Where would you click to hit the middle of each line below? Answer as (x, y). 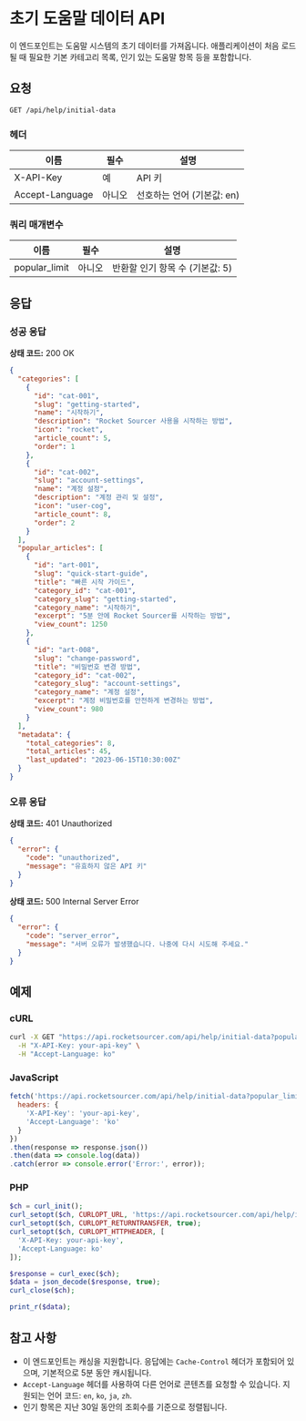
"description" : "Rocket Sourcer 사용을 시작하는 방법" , (133, 421)
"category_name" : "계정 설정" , (89, 692)
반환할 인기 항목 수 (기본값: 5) (172, 268)
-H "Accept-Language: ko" (67, 1054)
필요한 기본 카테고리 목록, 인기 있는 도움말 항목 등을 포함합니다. (140, 56)
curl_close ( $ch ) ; (42, 1291)
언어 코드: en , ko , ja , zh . (90, 1395)
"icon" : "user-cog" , (72, 506)
